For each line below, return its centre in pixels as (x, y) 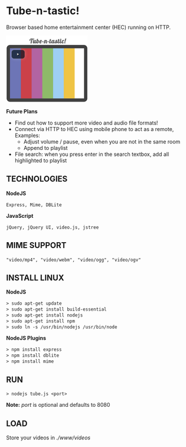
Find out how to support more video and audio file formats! (86, 123)
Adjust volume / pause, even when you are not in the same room (102, 141)
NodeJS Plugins (26, 338)
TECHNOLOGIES (37, 179)
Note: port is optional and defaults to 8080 (58, 405)
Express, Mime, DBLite (34, 205)
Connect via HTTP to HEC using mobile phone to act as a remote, (94, 129)
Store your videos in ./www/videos (48, 438)
